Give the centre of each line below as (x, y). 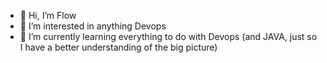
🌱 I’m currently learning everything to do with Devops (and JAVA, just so (168, 36)
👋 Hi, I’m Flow (48, 15)
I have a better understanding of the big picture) (118, 47)
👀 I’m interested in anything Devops (93, 26)
